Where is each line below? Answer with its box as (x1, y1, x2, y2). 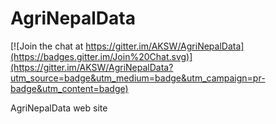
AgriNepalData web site (10, 102, 108, 114)
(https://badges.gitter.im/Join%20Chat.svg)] (10, 50, 193, 62)
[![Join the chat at (10, 40, 84, 52)
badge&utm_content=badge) (10, 82, 129, 94)
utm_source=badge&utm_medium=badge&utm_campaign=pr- (10, 72, 266, 84)
